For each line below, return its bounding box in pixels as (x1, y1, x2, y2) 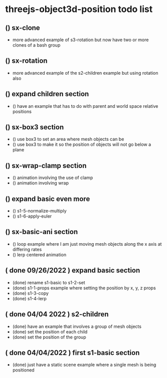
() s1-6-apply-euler (12, 213, 52, 219)
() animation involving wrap (12, 180, 69, 186)
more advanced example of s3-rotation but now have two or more (12, 37, 149, 43)
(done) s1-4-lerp (12, 295, 47, 301)
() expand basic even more (5, 195, 90, 203)
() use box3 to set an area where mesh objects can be (12, 136, 124, 142)
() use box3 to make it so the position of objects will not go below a (12, 141, 151, 147)
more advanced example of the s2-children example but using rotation (12, 70, 158, 76)
